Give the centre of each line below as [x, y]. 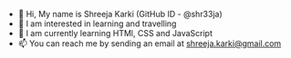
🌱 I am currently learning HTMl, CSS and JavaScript [115, 33]
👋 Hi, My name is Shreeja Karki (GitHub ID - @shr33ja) [120, 14]
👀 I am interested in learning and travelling [97, 24]
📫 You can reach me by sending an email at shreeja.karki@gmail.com [150, 43]
